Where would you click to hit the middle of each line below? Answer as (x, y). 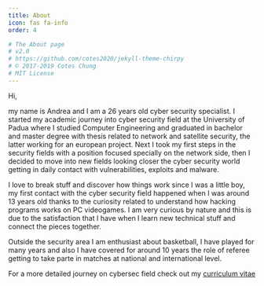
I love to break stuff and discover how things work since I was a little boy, (126, 185)
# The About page (37, 44)
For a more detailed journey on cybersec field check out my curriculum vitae (132, 273)
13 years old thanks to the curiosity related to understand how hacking (122, 201)
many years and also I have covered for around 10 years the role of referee (129, 250)
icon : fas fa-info (38, 23)
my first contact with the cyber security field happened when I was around (129, 192)
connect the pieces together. (55, 226)
